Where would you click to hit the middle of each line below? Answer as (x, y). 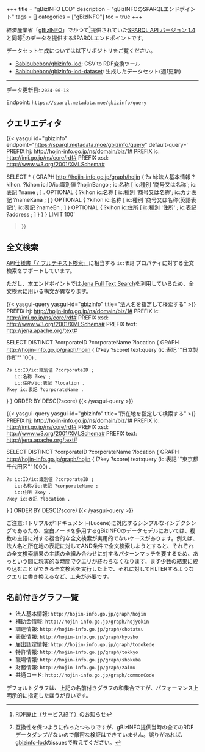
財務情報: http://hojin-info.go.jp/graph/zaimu (75, 667)
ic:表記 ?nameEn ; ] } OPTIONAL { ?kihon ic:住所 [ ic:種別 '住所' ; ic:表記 (107, 207)
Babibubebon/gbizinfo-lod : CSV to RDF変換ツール (78, 64)
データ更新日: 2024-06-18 (38, 90)
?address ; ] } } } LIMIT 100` (41, 214)
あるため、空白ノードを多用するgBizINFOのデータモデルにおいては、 (103, 530)
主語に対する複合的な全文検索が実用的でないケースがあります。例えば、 (107, 538)
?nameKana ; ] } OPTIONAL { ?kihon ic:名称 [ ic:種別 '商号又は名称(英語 (102, 200)
